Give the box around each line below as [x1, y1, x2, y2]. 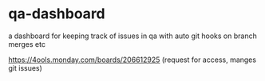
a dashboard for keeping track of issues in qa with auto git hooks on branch [8, 31, 257, 40]
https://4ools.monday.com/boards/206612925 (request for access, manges [8, 55, 257, 64]
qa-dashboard [8, 5, 105, 23]
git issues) [8, 63, 42, 72]
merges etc [8, 39, 46, 48]
